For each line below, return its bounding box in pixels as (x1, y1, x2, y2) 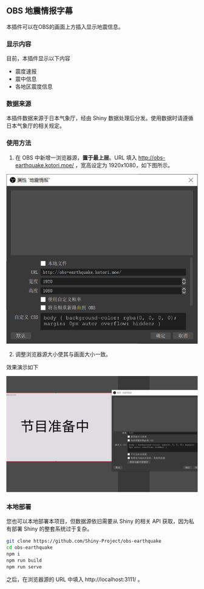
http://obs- (138, 154, 166, 161)
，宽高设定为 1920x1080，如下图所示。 (75, 161, 174, 169)
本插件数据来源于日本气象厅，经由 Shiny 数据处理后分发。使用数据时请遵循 (6, 114, 194, 122)
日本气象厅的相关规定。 (6, 122, 65, 130)
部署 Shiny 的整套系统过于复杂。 (11, 525, 93, 532)
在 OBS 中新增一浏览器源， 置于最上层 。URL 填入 (15, 154, 137, 161)
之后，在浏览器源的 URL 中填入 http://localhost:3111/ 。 (6, 576, 143, 583)
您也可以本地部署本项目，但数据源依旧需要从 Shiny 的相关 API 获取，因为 (6, 518, 189, 525)
